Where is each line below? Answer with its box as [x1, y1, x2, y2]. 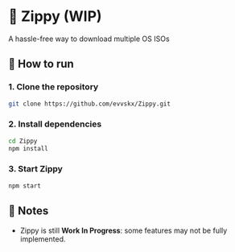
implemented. [19, 233, 66, 244]
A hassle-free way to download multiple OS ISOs [8, 34, 171, 43]
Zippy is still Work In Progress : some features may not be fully [19, 225, 228, 235]
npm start [8, 181, 42, 190]
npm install [8, 144, 48, 152]
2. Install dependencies [8, 118, 102, 130]
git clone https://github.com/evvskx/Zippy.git [8, 100, 171, 108]
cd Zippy [8, 137, 38, 145]
